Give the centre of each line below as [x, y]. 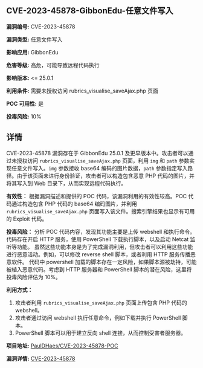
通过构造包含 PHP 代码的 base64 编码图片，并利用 [74, 204]
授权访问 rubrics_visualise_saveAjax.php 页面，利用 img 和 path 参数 [103, 160]
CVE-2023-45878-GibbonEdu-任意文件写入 [90, 11]
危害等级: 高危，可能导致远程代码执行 [53, 65]
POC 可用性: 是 [25, 103]
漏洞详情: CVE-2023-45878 [41, 358]
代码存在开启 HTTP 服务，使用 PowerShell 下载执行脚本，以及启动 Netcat [98, 239]
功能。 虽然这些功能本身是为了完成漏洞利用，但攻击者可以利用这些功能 [105, 247]
